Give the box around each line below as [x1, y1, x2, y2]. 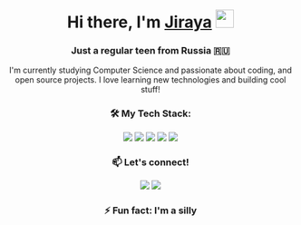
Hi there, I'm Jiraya [67, 12, 213, 33]
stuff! [140, 84, 161, 95]
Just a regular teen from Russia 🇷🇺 [70, 44, 231, 57]
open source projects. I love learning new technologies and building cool [15, 74, 286, 85]
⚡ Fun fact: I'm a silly [103, 204, 198, 217]
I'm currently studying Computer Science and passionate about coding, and [8, 64, 293, 76]
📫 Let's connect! [112, 155, 189, 168]
